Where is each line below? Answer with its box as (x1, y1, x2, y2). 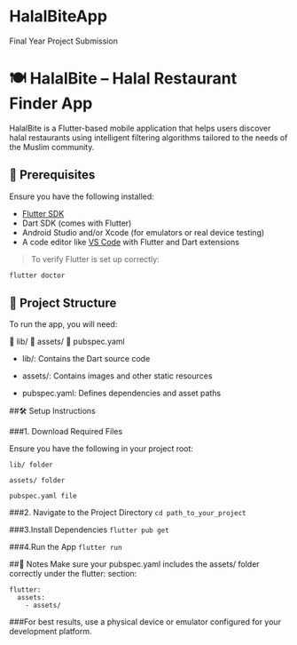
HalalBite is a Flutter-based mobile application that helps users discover (9, 123, 271, 133)
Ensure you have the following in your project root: (9, 443, 193, 454)
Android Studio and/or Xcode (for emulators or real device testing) (21, 227, 265, 237)
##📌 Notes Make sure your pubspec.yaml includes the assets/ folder (9, 559, 260, 569)
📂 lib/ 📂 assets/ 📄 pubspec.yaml (9, 336, 126, 347)
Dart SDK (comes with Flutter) (21, 218, 132, 228)
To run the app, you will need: (9, 319, 118, 330)
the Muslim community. (9, 141, 95, 152)
